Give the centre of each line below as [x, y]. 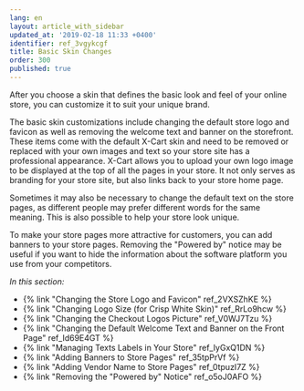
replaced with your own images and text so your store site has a [130, 150]
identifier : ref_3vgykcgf [58, 43]
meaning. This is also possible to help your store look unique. [125, 217]
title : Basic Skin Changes [61, 52]
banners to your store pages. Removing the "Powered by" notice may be [146, 244]
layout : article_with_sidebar [67, 26]
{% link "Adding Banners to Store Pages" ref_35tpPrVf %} [131, 357]
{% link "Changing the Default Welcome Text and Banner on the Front [153, 328]
